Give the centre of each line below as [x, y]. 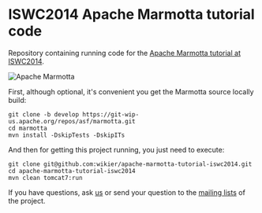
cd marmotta [28, 128]
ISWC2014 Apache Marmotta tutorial [131, 15]
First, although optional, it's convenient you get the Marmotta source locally [131, 91]
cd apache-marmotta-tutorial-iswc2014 [72, 171]
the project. [27, 200]
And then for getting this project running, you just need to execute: [116, 149]
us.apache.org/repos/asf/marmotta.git [72, 121]
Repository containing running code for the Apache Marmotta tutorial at [124, 53]
